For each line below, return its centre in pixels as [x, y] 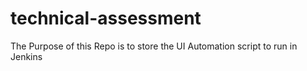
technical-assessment [106, 18]
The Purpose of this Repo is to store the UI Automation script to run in [154, 46]
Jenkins [26, 56]
